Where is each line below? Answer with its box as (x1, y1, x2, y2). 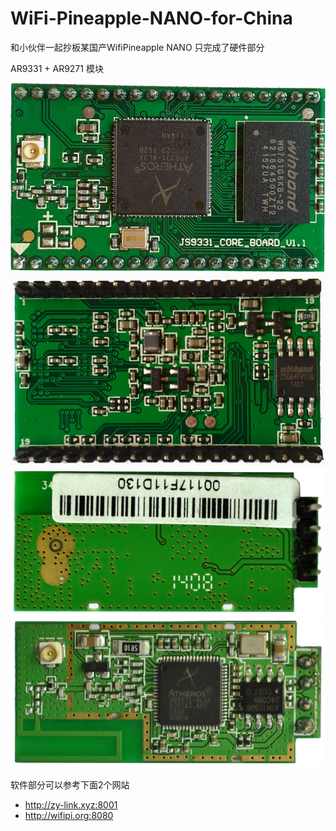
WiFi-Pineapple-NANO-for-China (10, 7, 293, 30)
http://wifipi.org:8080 (24, 810, 114, 822)
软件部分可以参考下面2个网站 (10, 779, 130, 791)
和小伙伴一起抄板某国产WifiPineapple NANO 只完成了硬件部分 (10, 41, 265, 53)
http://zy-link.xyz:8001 (24, 799, 118, 811)
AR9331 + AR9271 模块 (10, 62, 104, 74)
